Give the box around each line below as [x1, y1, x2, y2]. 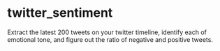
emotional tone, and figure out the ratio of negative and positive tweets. [7, 35, 213, 43]
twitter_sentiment [7, 5, 113, 21]
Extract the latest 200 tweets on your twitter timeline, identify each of [7, 28, 207, 36]
